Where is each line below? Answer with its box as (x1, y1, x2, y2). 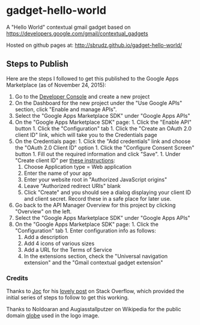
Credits (6, 274, 28, 282)
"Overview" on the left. (14, 208, 72, 215)
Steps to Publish (6, 59, 69, 69)
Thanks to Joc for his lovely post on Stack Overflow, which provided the (6, 288, 184, 295)
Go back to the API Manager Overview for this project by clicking (14, 201, 176, 208)
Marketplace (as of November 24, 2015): (6, 81, 106, 88)
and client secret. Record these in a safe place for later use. (23, 195, 172, 202)
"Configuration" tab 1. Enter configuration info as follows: (14, 226, 156, 234)
